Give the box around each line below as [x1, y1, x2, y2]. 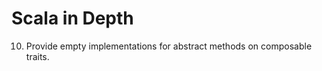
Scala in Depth [11, 7, 134, 30]
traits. [25, 50, 50, 62]
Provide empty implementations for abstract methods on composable [25, 40, 313, 52]
